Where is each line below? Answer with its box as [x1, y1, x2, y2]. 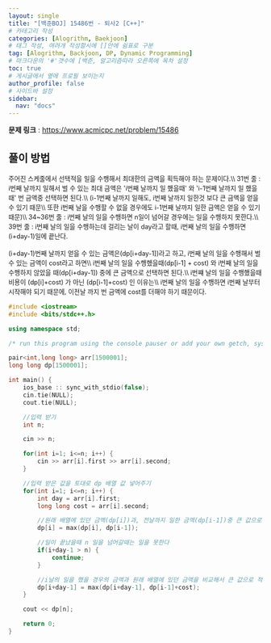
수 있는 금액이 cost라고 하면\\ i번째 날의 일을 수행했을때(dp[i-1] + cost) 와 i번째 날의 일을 [8, 258, 259, 267]
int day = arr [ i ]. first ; [37, 494, 121, 502]
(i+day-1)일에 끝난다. [8, 232, 69, 241]
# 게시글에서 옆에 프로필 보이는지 [8, 72, 104, 80]
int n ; [23, 421, 45, 429]
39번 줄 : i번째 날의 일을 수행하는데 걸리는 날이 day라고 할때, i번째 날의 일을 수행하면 [8, 222, 246, 231]
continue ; [51, 553, 85, 561]
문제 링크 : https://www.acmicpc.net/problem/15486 [8, 125, 179, 135]
